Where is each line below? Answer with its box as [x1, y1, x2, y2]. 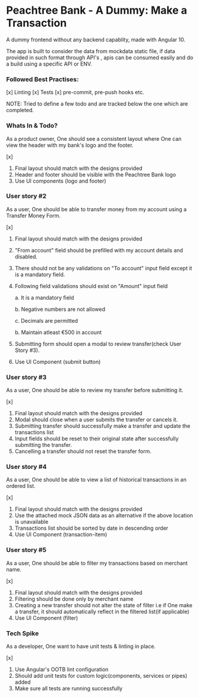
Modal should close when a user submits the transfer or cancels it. [14, 416, 178, 424]
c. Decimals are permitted [14, 317, 78, 324]
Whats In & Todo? [6, 122, 58, 130]
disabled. [14, 253, 37, 260]
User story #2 [6, 192, 47, 200]
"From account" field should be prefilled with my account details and [14, 246, 183, 254]
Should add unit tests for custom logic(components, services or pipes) [14, 672, 188, 680]
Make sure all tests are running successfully [14, 685, 123, 692]
